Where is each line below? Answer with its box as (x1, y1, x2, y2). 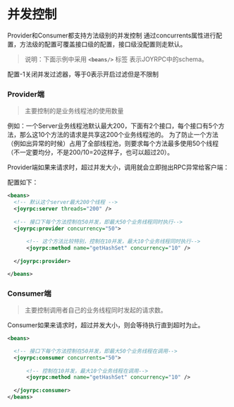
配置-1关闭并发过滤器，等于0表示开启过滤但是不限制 (7, 70, 159, 78)
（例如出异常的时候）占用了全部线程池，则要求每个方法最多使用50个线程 (7, 139, 219, 148)
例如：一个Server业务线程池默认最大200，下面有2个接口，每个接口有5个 (7, 121, 218, 130)
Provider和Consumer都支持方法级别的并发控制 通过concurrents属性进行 (7, 31, 216, 40)
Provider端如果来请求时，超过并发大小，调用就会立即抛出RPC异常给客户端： (7, 163, 230, 171)
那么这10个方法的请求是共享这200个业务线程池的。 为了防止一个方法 (19, 130, 218, 139)
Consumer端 (7, 288, 51, 298)
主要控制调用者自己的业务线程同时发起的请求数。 (24, 306, 167, 315)
